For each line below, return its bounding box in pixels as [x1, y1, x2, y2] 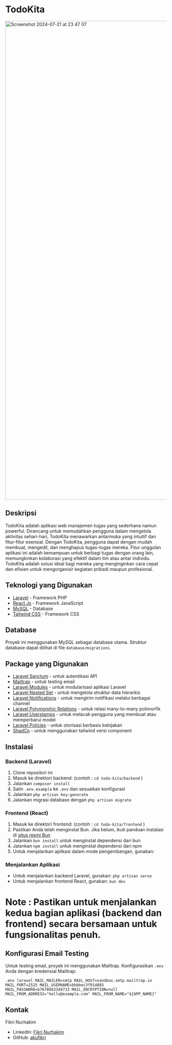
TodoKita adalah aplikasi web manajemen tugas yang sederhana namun [5, 522, 157, 528]
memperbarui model [12, 716, 56, 723]
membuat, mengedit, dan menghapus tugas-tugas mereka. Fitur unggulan [5, 544, 161, 550]
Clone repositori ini [12, 769, 53, 775]
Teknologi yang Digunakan [5, 581, 93, 590]
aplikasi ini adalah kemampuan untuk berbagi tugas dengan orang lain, [5, 549, 155, 556]
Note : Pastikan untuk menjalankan [5, 896, 157, 908]
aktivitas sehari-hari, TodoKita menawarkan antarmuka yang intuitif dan [5, 533, 156, 539]
